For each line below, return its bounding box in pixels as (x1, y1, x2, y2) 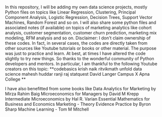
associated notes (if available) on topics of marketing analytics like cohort (5, 25, 152, 31)
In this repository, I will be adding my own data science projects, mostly (5, 4, 147, 10)
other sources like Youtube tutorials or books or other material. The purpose (5, 46, 157, 51)
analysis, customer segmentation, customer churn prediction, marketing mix (5, 30, 157, 35)
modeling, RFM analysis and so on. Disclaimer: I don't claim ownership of (5, 35, 151, 41)
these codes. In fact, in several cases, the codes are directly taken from (5, 40, 147, 46)
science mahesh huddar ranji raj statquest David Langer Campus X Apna (5, 71, 150, 77)
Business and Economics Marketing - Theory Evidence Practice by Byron (5, 101, 151, 107)
